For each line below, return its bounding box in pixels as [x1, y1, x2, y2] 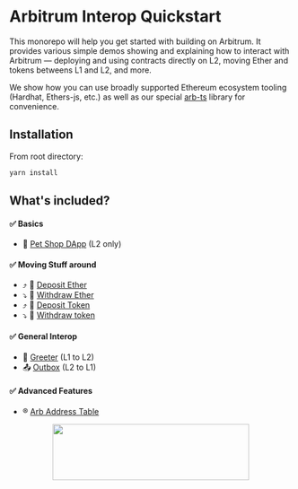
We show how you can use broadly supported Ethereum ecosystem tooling [9, 82, 287, 92]
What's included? [9, 193, 110, 208]
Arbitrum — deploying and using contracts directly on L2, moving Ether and [9, 55, 289, 65]
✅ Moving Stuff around [9, 258, 97, 270]
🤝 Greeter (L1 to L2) [22, 352, 94, 362]
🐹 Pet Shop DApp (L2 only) [22, 239, 122, 249]
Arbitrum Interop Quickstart [9, 6, 222, 27]
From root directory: [9, 151, 83, 162]
